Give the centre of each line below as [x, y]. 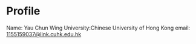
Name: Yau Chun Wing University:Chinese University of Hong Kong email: [98, 28]
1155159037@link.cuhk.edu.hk [44, 34]
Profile [23, 11]
